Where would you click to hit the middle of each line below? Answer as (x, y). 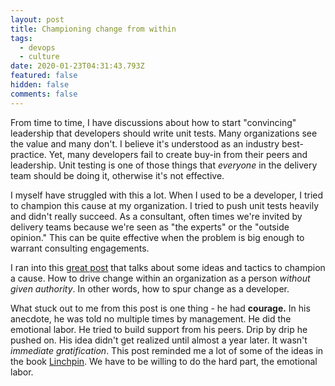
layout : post (37, 19)
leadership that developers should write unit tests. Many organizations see (164, 133)
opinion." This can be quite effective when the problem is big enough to (157, 237)
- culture (39, 57)
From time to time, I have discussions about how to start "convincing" (153, 122)
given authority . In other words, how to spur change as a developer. (150, 288)
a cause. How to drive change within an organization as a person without (160, 278)
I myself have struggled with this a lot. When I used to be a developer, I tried (167, 195)
